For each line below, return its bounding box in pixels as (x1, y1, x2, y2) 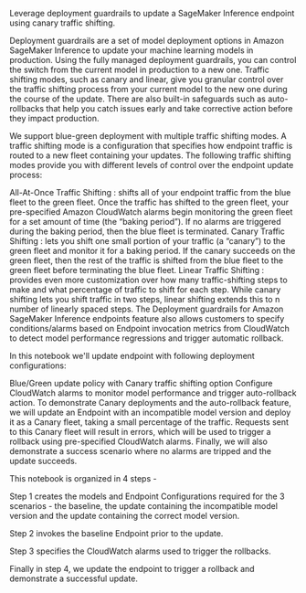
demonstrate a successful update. (9, 573, 139, 584)
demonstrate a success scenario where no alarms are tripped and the (9, 446, 272, 456)
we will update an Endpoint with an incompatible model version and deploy (9, 407, 291, 418)
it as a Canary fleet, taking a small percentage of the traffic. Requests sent (9, 417, 290, 428)
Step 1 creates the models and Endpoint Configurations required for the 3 (9, 491, 285, 502)
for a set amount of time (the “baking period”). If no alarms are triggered (9, 217, 281, 227)
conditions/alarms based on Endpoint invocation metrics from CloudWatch (9, 323, 290, 334)
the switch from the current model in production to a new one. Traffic (9, 64, 269, 75)
